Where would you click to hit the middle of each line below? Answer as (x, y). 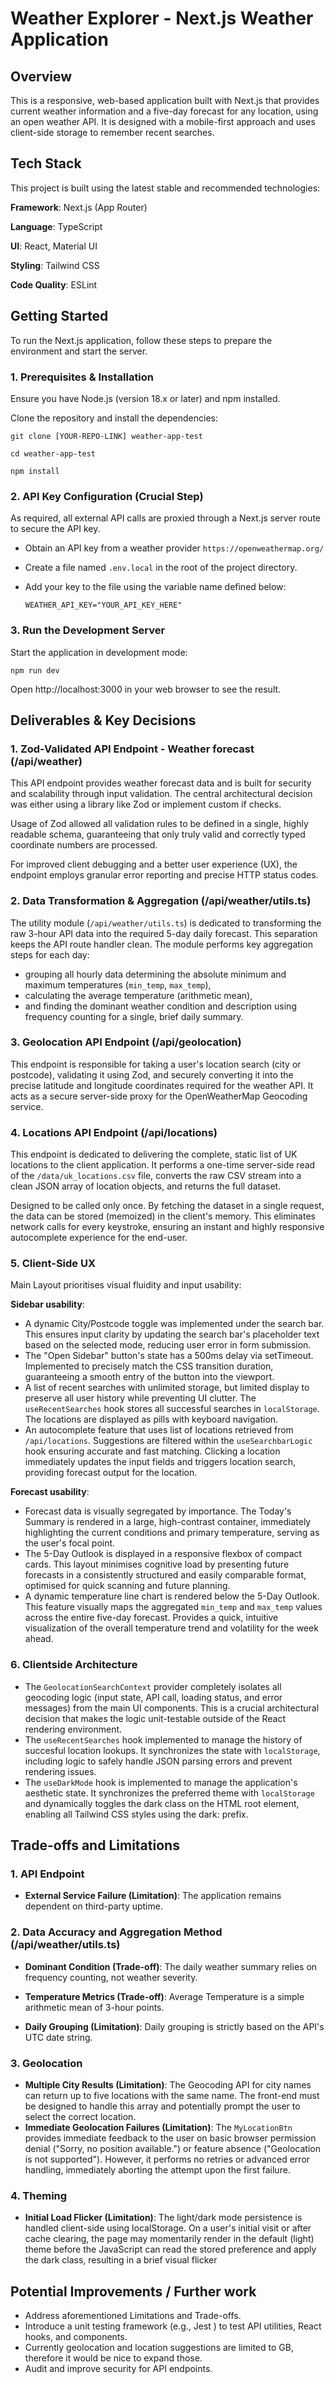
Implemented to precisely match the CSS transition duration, (149, 1366)
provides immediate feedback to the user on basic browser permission (170, 2138)
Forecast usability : (50, 1492)
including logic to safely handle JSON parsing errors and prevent (158, 1761)
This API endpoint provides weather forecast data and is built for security (161, 783)
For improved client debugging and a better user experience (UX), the (154, 864)
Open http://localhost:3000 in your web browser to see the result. (146, 689)
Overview (41, 76)
